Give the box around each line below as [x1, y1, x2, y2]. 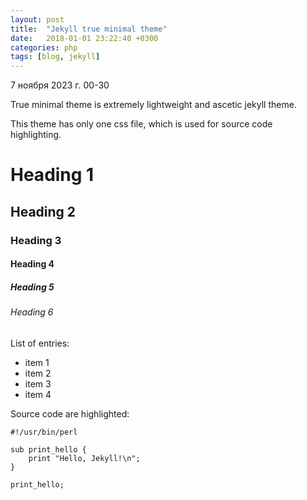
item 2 [24, 367, 52, 379]
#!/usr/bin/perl [10, 427, 78, 437]
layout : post [10, 14, 65, 25]
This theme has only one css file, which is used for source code [10, 118, 273, 130]
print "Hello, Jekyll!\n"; [28, 453, 141, 463]
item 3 [24, 377, 52, 390]
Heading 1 [10, 164, 95, 186]
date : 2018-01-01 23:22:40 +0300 [10, 33, 159, 43]
